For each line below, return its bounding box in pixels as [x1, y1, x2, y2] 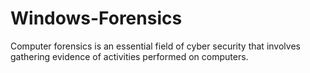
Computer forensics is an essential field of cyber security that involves [10, 40, 301, 52]
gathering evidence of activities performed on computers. [10, 50, 249, 62]
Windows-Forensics [10, 7, 183, 30]
